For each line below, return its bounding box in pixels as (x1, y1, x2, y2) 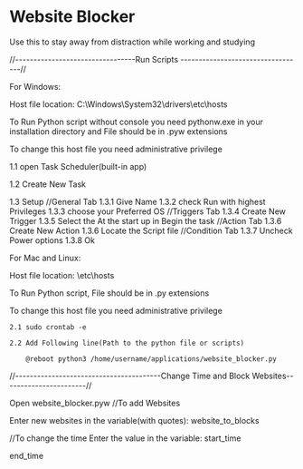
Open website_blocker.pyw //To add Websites (9, 397, 181, 408)
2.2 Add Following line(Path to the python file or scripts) (9, 338, 245, 347)
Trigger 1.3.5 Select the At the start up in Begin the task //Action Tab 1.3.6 (9, 215, 282, 226)
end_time (9, 450, 43, 461)
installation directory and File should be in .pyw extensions (9, 125, 228, 137)
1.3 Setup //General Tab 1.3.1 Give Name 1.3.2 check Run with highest (9, 196, 266, 207)
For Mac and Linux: (9, 252, 81, 263)
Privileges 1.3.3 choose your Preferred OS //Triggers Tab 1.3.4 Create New (9, 206, 287, 217)
